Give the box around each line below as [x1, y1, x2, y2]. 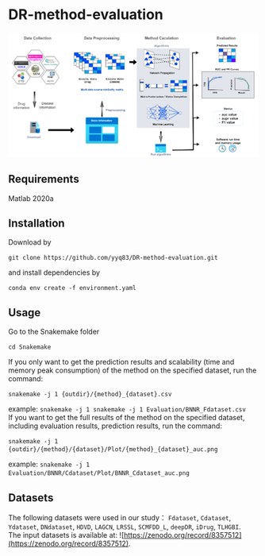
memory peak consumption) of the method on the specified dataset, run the [8, 365, 257, 375]
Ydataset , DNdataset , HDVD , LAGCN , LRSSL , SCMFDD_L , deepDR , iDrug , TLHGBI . [8, 522, 241, 531]
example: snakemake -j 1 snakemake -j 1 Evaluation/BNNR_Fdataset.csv [8, 404, 246, 414]
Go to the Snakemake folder [8, 327, 100, 337]
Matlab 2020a [8, 193, 54, 203]
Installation [8, 216, 65, 230]
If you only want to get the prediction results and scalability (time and [8, 357, 235, 367]
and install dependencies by [8, 268, 101, 277]
